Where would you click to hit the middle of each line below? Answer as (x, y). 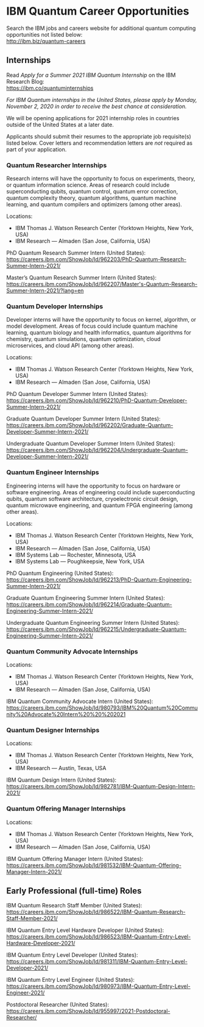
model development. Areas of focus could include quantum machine (92, 326)
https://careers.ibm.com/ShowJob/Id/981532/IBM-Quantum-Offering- (94, 865)
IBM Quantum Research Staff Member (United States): (74, 906)
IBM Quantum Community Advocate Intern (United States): (80, 701)
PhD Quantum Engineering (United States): (60, 573)
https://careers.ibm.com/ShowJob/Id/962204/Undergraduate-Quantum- (97, 450)
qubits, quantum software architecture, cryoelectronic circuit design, (92, 499)
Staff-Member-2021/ (32, 918)
